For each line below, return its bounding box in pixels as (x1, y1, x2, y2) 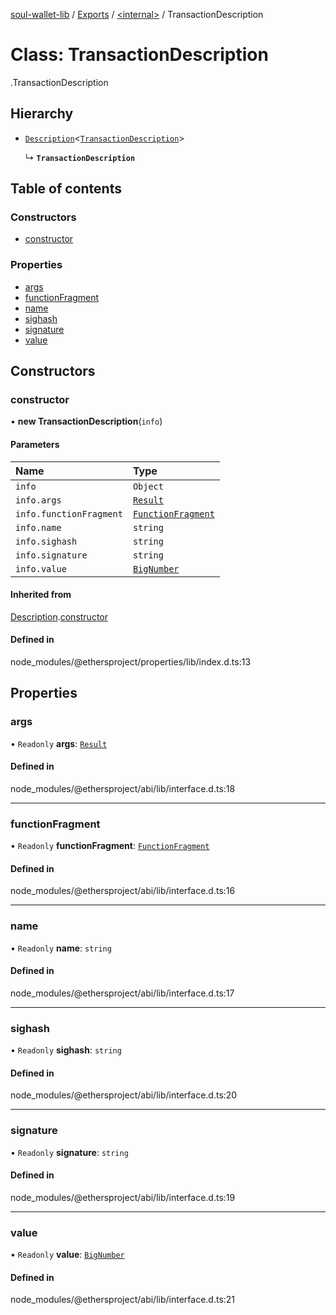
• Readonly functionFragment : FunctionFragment (10, 840, 210, 852)
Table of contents (10, 180, 122, 198)
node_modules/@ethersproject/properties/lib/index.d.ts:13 (10, 656, 252, 668)
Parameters (10, 439, 60, 451)
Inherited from (10, 589, 72, 601)
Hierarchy (10, 105, 74, 123)
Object (132, 480, 164, 492)
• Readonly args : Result (10, 737, 108, 749)
